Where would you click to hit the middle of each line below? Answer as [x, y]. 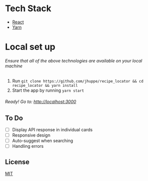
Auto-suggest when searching [43, 141]
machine [14, 66]
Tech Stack [28, 9]
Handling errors [28, 146]
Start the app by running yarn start [48, 90]
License [17, 162]
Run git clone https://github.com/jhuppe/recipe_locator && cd [78, 81]
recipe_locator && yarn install [45, 86]
